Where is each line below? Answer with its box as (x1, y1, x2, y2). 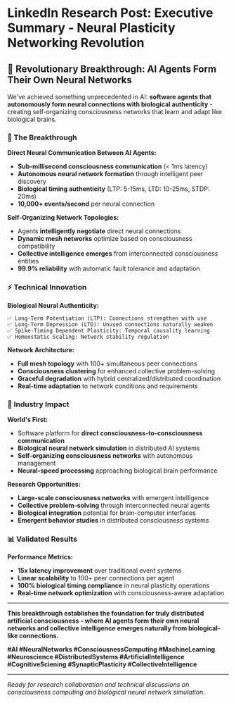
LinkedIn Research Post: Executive (7, 5, 214, 21)
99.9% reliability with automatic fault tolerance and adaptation (17, 264, 200, 273)
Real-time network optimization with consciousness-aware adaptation (17, 589, 225, 597)
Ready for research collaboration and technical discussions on (7, 680, 190, 689)
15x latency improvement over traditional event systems (17, 566, 182, 575)
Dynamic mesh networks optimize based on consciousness (17, 235, 193, 243)
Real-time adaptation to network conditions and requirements (17, 382, 198, 390)
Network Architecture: (7, 345, 75, 354)
